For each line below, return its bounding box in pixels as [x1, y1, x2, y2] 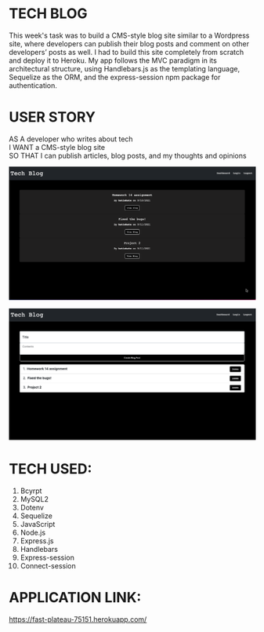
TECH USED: [9, 460, 92, 478]
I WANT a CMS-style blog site [9, 142, 105, 152]
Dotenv [20, 503, 44, 513]
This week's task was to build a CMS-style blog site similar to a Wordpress [9, 31, 250, 40]
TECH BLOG [9, 5, 89, 23]
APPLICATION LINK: [9, 589, 142, 607]
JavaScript [20, 520, 56, 529]
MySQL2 [20, 495, 49, 504]
